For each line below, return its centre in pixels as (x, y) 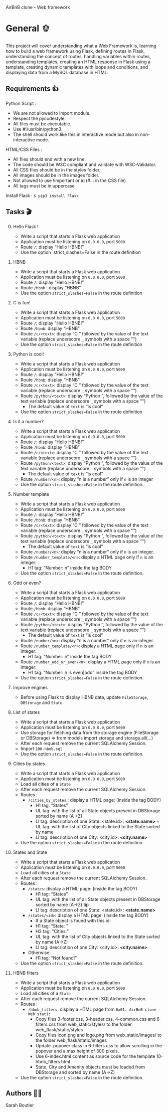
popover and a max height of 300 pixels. (77, 1051)
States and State (30, 852)
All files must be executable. (42, 124)
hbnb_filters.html (53, 1061)
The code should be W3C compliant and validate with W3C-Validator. (85, 164)
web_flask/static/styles (59, 1029)
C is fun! (22, 302)
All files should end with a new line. (49, 159)
